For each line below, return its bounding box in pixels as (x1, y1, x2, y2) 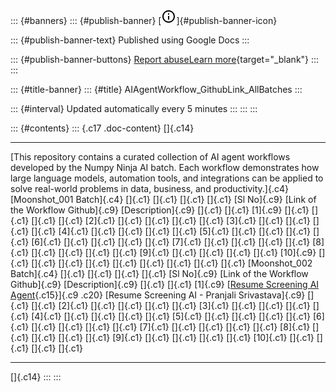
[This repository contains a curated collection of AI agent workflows (10, 151, 291, 163)
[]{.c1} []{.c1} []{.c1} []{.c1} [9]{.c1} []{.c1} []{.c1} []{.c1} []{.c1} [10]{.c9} (31, 247, 317, 258)
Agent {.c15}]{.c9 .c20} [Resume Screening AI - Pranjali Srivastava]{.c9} (10, 289, 306, 301)
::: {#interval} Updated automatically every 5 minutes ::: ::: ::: (10, 103, 258, 114)
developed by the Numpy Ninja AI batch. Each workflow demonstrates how (10, 162, 320, 173)
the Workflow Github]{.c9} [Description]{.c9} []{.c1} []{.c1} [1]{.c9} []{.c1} (10, 204, 310, 216)
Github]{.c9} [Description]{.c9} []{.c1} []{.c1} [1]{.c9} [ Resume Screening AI (10, 279, 320, 290)
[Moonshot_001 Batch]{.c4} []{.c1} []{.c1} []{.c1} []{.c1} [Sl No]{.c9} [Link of (10, 194, 317, 205)
